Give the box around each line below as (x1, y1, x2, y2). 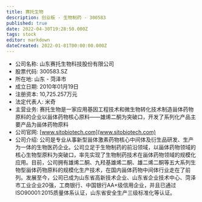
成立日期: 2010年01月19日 (15, 82, 79, 90)
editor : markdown (6, 37, 50, 43)
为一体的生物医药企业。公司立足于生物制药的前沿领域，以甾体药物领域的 (15, 143, 196, 150)
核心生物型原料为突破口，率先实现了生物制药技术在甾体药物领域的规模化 (15, 151, 196, 158)
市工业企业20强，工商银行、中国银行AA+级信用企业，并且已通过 (15, 181, 177, 189)
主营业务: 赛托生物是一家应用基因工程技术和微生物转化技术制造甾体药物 (15, 106, 194, 113)
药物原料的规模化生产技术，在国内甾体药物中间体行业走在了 (36, 166, 186, 173)
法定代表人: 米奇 (15, 98, 56, 105)
